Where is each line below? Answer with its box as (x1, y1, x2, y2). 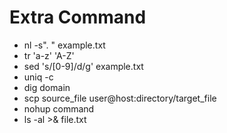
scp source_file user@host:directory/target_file (23, 92, 217, 104)
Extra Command (9, 6, 147, 29)
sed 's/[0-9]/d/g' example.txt (23, 60, 144, 72)
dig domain (23, 81, 71, 93)
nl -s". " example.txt (23, 39, 106, 51)
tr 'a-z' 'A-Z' (23, 49, 75, 61)
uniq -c (23, 71, 54, 83)
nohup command (23, 102, 95, 115)
